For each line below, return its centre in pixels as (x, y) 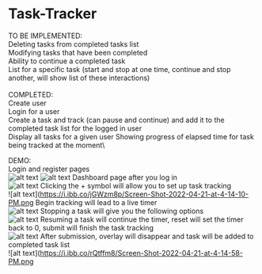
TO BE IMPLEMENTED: (46, 36)
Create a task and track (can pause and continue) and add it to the (116, 120)
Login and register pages (49, 169)
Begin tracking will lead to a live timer (96, 202)
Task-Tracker (53, 14)
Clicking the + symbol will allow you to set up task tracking (136, 185)
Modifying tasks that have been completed (78, 52)
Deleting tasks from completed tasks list (74, 44)
